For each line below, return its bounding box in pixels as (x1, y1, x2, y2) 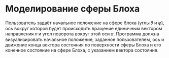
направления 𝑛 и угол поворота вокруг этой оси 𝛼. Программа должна (5, 31, 159, 37)
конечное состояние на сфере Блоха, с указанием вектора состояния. (5, 47, 159, 53)
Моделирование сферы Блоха (5, 3, 140, 15)
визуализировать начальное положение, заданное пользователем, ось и (5, 36, 164, 42)
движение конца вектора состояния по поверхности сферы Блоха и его (5, 41, 161, 48)
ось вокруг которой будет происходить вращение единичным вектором (5, 25, 162, 31)
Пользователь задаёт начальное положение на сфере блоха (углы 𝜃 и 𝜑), (5, 20, 164, 26)
